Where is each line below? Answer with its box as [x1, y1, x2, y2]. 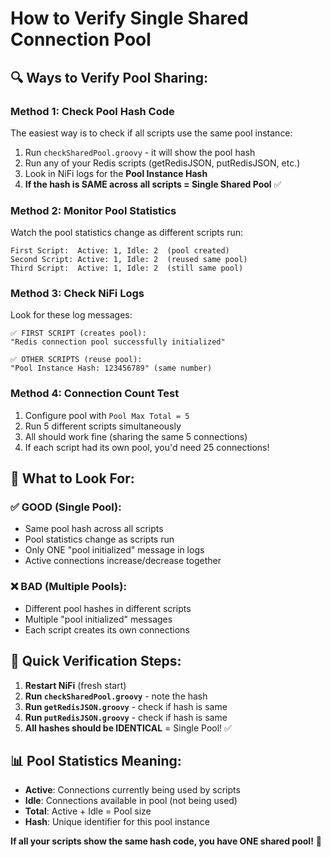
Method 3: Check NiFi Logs [10, 287, 145, 301]
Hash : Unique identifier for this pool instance [24, 816, 210, 828]
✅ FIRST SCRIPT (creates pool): [10, 328, 147, 339]
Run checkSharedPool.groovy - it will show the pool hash [24, 146, 256, 158]
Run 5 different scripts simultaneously [24, 420, 182, 432]
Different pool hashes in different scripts [24, 602, 192, 614]
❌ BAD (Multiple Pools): [10, 580, 127, 594]
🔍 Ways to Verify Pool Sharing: [10, 69, 209, 86]
